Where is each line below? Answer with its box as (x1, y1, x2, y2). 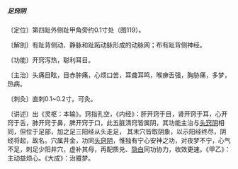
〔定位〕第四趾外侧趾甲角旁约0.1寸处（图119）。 (7, 25, 145, 34)
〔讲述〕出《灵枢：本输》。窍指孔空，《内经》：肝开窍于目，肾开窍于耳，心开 (7, 110, 228, 118)
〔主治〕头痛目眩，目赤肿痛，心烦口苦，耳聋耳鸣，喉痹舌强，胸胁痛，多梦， (7, 71, 231, 79)
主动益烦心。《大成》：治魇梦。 (7, 153, 94, 162)
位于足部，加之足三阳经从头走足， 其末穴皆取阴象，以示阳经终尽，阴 (25, 127, 227, 136)
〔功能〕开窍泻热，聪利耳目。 (7, 55, 94, 64)
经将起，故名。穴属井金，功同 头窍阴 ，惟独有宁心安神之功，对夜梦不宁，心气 (7, 136, 231, 144)
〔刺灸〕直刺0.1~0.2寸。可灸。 (7, 94, 97, 103)
